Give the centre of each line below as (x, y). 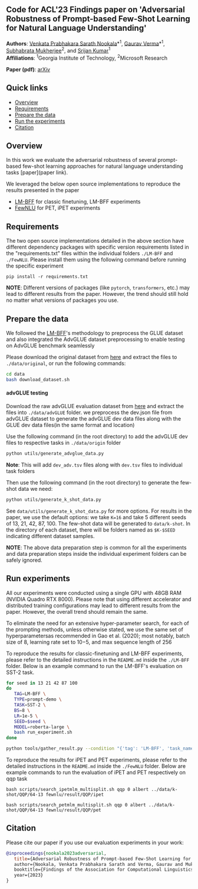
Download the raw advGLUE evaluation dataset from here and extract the (95, 406)
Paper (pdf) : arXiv (28, 69)
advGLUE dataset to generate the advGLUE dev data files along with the (94, 418)
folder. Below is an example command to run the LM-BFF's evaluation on (94, 666)
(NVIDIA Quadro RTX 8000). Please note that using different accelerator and (99, 599)
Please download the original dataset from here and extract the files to (92, 357)
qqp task (17, 779)
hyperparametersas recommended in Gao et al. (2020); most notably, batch (98, 636)
